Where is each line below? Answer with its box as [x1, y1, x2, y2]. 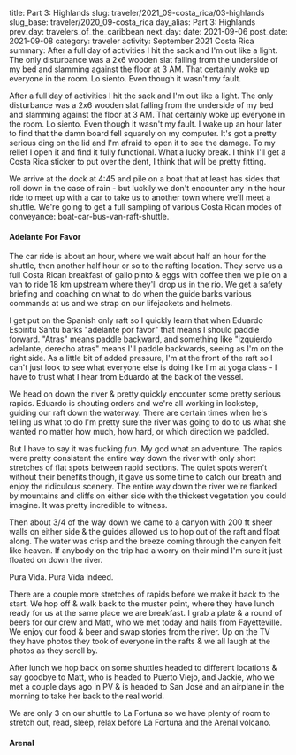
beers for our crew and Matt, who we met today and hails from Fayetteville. [9, 617, 283, 628]
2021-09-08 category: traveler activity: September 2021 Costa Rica [9, 35, 254, 46]
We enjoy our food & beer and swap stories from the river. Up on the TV [9, 627, 271, 637]
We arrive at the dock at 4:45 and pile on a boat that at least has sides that [9, 173, 281, 184]
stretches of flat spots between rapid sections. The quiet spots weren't [9, 462, 268, 473]
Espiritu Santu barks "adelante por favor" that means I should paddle [9, 325, 260, 335]
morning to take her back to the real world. [9, 690, 165, 702]
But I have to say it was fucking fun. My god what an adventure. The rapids [9, 443, 283, 454]
